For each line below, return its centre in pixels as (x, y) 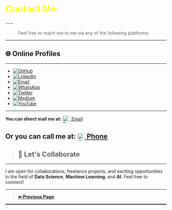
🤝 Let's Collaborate (49, 154)
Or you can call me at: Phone (57, 137)
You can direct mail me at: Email (44, 119)
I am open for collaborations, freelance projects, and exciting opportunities (84, 171)
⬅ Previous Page (36, 197)
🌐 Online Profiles (33, 54)
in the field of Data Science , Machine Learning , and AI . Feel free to (77, 177)
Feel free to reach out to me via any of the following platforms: (83, 33)
